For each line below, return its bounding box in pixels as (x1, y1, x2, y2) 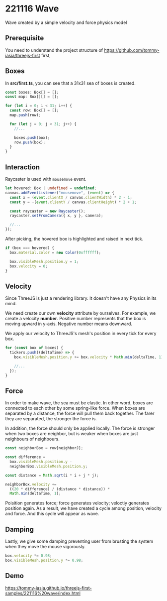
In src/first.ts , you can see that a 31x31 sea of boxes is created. (5, 80, 136, 86)
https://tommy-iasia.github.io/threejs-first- (5, 585, 92, 591)
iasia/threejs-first (5, 52, 41, 58)
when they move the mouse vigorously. (5, 544, 86, 550)
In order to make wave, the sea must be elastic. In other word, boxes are (5, 400, 153, 406)
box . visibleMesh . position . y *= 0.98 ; (5, 558, 83, 563)
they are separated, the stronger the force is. (5, 416, 97, 422)
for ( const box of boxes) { (5, 346, 64, 351)
